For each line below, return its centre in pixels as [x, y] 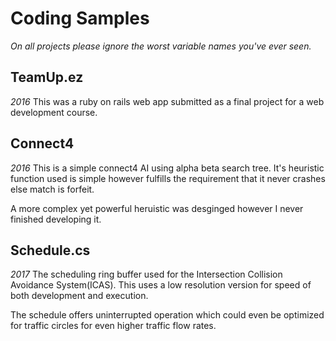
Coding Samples [80, 18]
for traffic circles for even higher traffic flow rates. [113, 326]
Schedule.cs [50, 250]
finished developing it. [56, 219]
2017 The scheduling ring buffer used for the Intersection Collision [146, 274]
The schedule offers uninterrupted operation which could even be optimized [167, 315]
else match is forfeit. [52, 189]
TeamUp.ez [47, 77]
